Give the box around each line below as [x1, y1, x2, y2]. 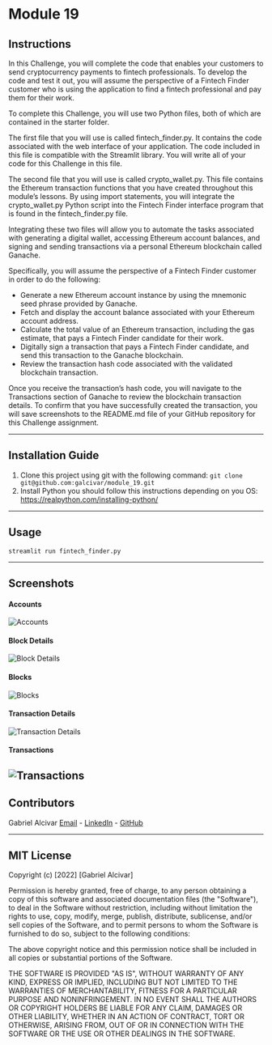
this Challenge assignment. [8, 418, 100, 427]
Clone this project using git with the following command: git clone [19, 470, 243, 480]
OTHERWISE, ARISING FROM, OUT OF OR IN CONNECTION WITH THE [8, 1021, 244, 1030]
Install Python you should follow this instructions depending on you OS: [19, 486, 258, 495]
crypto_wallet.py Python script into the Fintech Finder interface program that [8, 200, 264, 210]
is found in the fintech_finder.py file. [8, 209, 128, 219]
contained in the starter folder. [8, 117, 109, 126]
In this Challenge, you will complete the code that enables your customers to [8, 58, 264, 68]
